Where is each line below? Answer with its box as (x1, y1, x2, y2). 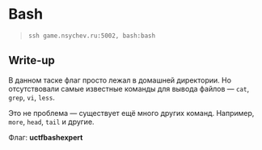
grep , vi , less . (8, 92, 55, 102)
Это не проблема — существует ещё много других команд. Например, (8, 108, 255, 118)
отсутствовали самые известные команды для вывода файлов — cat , (8, 84, 249, 93)
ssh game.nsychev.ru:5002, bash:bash (27, 32, 156, 40)
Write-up (8, 54, 55, 67)
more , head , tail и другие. (8, 117, 95, 126)
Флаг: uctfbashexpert (8, 132, 83, 142)
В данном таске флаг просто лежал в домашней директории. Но (8, 75, 232, 85)
